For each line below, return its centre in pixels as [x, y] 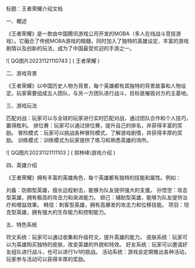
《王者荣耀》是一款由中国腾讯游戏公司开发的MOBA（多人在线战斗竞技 [91, 33]
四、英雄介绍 [21, 165]
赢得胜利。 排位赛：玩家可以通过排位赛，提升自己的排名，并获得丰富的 [92, 125]
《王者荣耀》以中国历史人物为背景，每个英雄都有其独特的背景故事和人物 [93, 86]
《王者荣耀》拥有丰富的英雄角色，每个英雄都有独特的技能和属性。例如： [93, 177]
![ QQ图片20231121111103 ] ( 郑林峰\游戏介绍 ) [61, 153]
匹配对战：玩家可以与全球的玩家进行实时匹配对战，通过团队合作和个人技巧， [99, 118]
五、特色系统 [21, 225]
